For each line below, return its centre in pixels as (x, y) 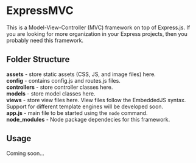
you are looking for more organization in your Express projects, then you (97, 33)
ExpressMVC (40, 11)
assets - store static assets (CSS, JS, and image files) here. (81, 74)
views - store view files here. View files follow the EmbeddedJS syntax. (96, 100)
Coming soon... (25, 153)
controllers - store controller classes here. (60, 87)
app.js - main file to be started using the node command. (77, 113)
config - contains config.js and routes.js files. (63, 80)
